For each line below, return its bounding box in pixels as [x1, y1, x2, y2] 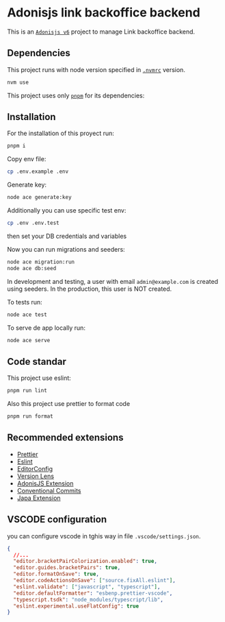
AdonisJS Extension [16, 479, 74, 488]
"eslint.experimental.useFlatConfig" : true [13, 602, 139, 610]
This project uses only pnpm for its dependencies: [7, 91, 145, 99]
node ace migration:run [7, 259, 75, 265]
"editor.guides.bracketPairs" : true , [13, 564, 121, 571]
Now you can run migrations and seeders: [7, 245, 125, 253]
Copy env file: [7, 155, 47, 163]
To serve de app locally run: [7, 324, 85, 332]
